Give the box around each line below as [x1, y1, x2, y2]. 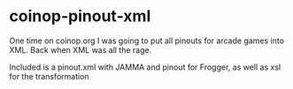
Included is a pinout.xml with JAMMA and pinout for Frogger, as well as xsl [9, 62, 281, 72]
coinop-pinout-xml [9, 6, 151, 26]
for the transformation [9, 70, 90, 81]
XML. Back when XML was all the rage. [9, 44, 152, 55]
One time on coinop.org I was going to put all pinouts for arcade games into [9, 35, 285, 46]
